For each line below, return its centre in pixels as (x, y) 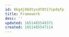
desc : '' (14, 18)
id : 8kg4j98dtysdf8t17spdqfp (34, 9)
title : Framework (23, 14)
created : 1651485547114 (29, 27)
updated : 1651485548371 (29, 23)
